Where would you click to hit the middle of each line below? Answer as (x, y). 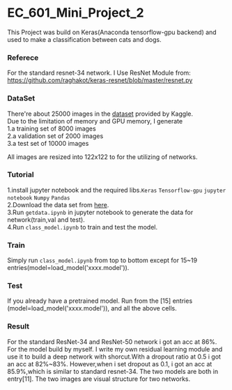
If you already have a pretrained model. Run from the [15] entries (100, 301)
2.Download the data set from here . (58, 204)
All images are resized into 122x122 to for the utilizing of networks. (102, 157)
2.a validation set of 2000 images (55, 136)
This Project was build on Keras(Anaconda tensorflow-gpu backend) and (112, 32)
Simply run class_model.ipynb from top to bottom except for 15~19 (102, 260)
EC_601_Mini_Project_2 (76, 13)
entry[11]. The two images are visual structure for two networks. (99, 379)
